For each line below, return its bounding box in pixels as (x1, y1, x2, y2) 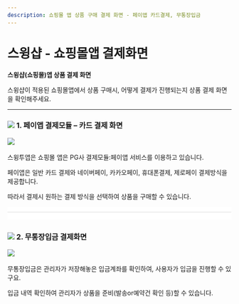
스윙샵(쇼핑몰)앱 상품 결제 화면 (7, 70, 91, 78)
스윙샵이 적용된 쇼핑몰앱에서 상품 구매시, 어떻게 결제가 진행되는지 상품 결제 (7, 86, 215, 94)
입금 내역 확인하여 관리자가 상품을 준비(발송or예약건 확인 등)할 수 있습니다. (7, 288, 213, 297)
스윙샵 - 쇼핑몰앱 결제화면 (7, 45, 149, 61)
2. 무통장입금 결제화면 (16, 232, 87, 242)
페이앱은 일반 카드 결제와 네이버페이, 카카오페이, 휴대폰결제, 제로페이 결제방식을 (7, 168, 228, 176)
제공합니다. (7, 177, 38, 186)
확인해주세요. (14, 94, 52, 103)
